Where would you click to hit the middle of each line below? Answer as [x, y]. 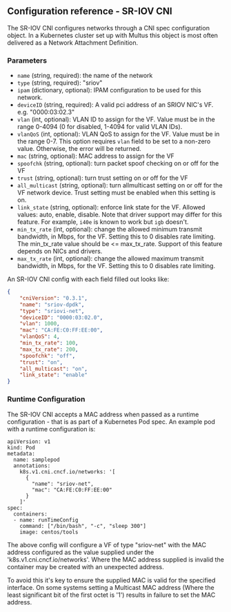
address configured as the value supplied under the [81, 552]
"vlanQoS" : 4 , [40, 337]
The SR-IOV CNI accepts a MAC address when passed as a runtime [103, 414]
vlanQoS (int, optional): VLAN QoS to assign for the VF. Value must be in [118, 134]
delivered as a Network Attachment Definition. [73, 42]
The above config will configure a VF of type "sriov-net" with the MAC [107, 544]
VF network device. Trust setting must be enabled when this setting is [116, 193]
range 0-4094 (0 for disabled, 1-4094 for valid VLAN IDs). [100, 127]
